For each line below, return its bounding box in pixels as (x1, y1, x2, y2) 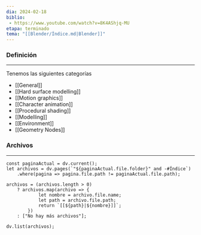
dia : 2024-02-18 (6, 8, 47, 15)
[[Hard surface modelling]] (14, 88, 81, 95)
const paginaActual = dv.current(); (6, 160, 98, 167)
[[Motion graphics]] (14, 94, 63, 102)
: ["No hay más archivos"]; (17, 213, 87, 219)
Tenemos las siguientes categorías (6, 70, 92, 77)
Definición (6, 51, 37, 59)
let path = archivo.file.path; (38, 197, 117, 203)
